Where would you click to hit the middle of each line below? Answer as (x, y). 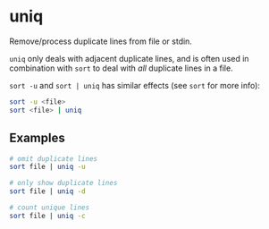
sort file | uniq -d (48, 191)
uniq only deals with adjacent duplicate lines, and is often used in (129, 58)
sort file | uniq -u (48, 167)
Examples (37, 138)
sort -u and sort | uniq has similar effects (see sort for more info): (135, 85)
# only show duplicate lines (63, 183)
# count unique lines (50, 208)
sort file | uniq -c (48, 216)
